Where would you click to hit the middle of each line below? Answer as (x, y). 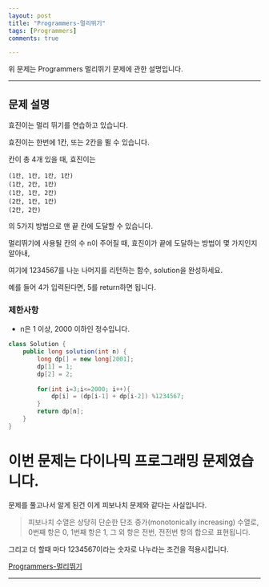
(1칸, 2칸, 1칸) (33, 185)
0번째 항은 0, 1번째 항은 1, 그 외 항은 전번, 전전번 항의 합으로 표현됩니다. (139, 532)
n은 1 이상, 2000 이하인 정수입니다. (75, 329)
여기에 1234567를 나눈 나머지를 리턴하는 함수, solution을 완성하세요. (115, 271)
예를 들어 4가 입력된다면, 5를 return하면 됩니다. (82, 287)
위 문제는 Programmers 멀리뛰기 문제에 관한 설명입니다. (96, 69)
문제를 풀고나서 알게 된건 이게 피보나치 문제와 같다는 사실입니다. (108, 505)
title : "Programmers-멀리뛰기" (57, 23)
